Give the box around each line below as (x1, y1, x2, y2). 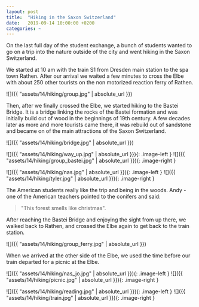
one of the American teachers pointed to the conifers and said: (6, 193, 161, 200)
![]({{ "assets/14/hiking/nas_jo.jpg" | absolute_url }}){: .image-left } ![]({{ (6, 270, 183, 277)
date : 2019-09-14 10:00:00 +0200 (6, 20, 95, 26)
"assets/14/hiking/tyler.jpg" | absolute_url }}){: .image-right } (6, 175, 155, 183)
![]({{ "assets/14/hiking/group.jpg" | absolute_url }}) (6, 90, 133, 98)
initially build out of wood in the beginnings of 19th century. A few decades (6, 115, 190, 122)
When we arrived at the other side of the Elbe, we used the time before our (6, 252, 191, 259)
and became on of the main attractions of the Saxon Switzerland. (6, 127, 166, 135)
